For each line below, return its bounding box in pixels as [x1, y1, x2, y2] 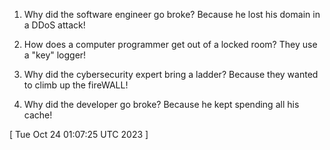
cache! [23, 109, 53, 121]
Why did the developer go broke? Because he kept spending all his [23, 99, 300, 110]
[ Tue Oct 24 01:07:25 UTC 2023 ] [9, 129, 149, 140]
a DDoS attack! [23, 19, 86, 31]
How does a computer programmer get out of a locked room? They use [23, 39, 318, 50]
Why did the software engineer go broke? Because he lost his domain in [23, 9, 321, 20]
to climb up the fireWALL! [23, 79, 129, 91]
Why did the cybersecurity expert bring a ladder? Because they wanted [23, 69, 319, 80]
